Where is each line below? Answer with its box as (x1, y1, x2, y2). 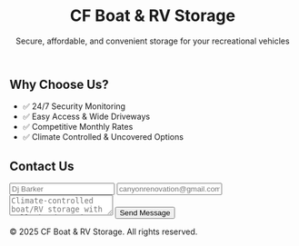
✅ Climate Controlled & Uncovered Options (22, 132, 184, 143)
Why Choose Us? (9, 76, 109, 92)
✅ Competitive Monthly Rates (22, 122, 134, 133)
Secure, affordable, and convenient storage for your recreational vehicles (15, 35, 290, 46)
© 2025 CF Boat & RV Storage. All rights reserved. (9, 226, 198, 237)
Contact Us (9, 158, 75, 173)
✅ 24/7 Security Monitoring (22, 101, 125, 112)
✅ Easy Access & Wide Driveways (22, 111, 151, 123)
